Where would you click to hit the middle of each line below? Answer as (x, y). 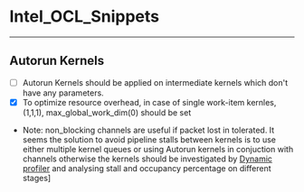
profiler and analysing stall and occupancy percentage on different (147, 168)
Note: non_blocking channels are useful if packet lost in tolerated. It (148, 130)
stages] (37, 178)
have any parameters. (63, 93)
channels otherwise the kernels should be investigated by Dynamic (147, 159)
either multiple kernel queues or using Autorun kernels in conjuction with (158, 149)
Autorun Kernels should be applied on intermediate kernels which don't (155, 82)
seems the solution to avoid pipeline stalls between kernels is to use (149, 139)
